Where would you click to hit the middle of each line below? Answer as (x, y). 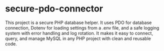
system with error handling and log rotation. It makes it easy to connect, (79, 33)
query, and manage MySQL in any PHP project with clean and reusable (78, 38)
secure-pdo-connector (54, 9)
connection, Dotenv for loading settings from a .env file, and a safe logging (82, 27)
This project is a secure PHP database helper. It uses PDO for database (78, 22)
